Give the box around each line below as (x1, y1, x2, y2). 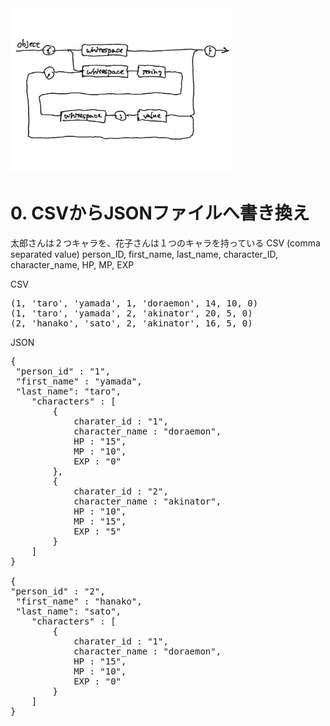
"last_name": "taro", (15, 386, 122, 397)
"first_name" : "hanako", (15, 596, 143, 607)
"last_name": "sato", (15, 606, 122, 617)
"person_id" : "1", (15, 366, 112, 377)
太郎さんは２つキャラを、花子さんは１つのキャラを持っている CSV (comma (10, 237, 321, 249)
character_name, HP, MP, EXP (10, 259, 135, 271)
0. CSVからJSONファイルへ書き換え (10, 202, 310, 225)
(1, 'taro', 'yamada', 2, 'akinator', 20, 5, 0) (10, 308, 253, 319)
